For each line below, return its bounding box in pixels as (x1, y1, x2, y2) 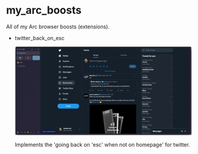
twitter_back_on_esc (14, 34, 65, 41)
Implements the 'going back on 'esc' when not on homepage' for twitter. (14, 141, 190, 148)
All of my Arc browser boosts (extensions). (6, 23, 110, 30)
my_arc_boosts (6, 4, 82, 17)
